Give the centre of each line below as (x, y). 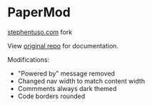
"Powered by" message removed (66, 73)
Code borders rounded (51, 96)
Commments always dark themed (67, 88)
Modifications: (29, 59)
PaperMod (39, 12)
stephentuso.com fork (40, 32)
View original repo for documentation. (63, 46)
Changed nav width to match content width (81, 81)
